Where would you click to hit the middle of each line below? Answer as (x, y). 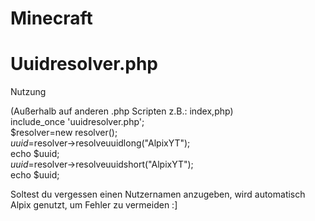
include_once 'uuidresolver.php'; (77, 122)
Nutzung (28, 92)
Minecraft (51, 18)
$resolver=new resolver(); (64, 133)
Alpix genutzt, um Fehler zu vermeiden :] (94, 205)
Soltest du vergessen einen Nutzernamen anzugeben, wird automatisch (158, 194)
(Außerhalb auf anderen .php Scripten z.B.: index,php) (122, 111)
